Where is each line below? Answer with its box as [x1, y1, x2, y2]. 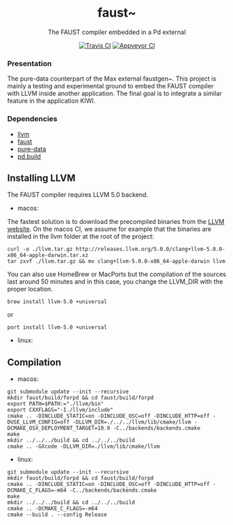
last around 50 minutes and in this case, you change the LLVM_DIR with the [7, 277, 223, 286]
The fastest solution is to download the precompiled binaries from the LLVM [7, 218, 225, 226]
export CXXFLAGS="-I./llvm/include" [7, 407, 113, 414]
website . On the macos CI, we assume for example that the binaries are [7, 225, 212, 234]
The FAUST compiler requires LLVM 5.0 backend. [7, 191, 148, 199]
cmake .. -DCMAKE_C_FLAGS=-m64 [7, 506, 98, 512]
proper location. [7, 285, 54, 293]
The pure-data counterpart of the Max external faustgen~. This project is [7, 74, 217, 83]
